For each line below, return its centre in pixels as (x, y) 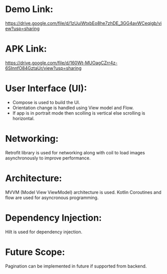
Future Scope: (35, 252)
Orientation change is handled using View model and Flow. (73, 108)
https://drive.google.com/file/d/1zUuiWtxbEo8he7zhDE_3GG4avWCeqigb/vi (83, 23)
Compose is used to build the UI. (46, 102)
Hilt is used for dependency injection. (44, 232)
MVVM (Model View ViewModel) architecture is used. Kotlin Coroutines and (83, 192)
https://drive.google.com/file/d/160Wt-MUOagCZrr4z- (61, 63)
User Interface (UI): (46, 88)
